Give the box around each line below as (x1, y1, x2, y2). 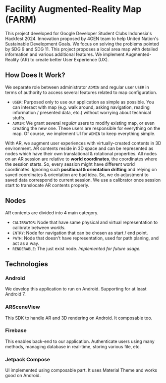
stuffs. (12, 115, 26, 121)
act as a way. (12, 240, 40, 246)
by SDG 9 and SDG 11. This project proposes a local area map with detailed (5, 46, 158, 52)
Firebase (5, 327, 27, 334)
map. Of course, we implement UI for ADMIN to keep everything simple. (12, 130, 156, 137)
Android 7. (5, 291, 26, 297)
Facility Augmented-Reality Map (5, 3, 142, 15)
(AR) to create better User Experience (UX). (20, 56, 109, 62)
